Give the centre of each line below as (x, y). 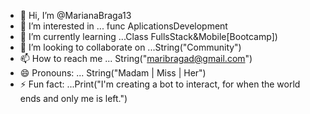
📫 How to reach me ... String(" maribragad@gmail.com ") (136, 58)
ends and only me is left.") (73, 98)
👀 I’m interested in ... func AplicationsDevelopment (123, 26)
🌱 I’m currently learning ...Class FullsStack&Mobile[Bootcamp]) (148, 36)
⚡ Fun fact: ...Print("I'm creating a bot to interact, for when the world (160, 84)
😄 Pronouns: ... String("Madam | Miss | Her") (113, 73)
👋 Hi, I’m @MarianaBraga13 (75, 15)
